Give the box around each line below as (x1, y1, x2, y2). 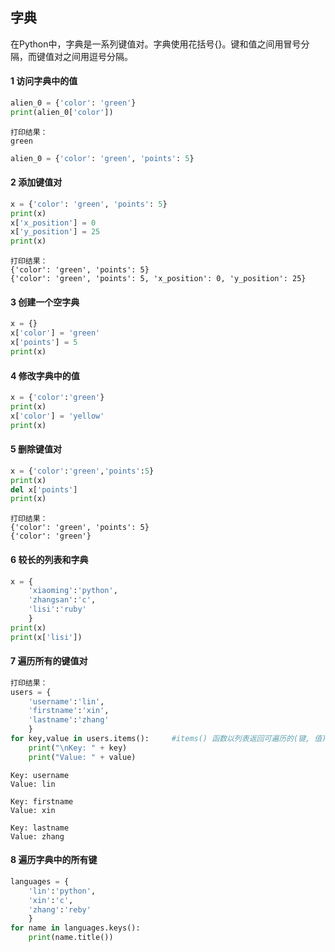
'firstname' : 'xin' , (28, 706, 110, 716)
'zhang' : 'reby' (28, 904, 92, 915)
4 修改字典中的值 (10, 369, 80, 382)
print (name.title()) (28, 933, 114, 943)
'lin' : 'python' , (28, 886, 97, 896)
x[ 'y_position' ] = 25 (10, 227, 101, 237)
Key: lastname (10, 823, 70, 833)
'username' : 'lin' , (28, 696, 105, 707)
